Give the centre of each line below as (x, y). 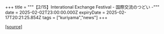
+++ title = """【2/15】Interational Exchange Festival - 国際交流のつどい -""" (82, 7)
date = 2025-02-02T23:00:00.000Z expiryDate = (55, 12)
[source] (14, 27)
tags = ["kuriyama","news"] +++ (75, 17)
